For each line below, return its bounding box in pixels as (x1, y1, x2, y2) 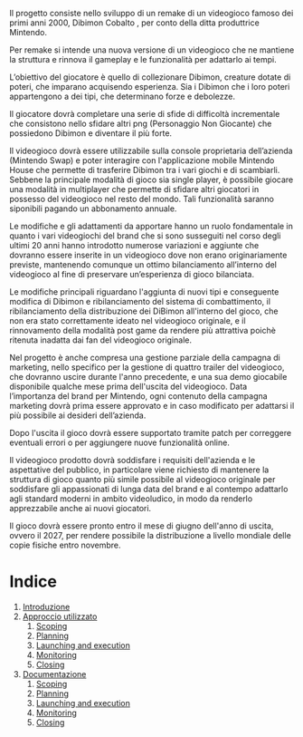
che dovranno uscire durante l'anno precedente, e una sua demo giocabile (9, 372, 288, 382)
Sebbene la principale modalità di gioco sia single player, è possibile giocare (9, 174, 294, 185)
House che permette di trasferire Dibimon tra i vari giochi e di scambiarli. (9, 165, 280, 175)
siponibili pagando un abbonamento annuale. (9, 203, 177, 214)
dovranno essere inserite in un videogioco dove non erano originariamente (9, 249, 288, 260)
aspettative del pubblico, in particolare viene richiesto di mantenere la (9, 464, 270, 475)
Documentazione (22, 668, 87, 679)
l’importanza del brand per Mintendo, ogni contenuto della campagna (9, 391, 269, 402)
